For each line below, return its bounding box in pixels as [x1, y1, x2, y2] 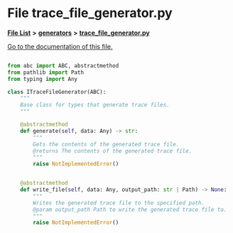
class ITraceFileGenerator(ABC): [7, 88, 107, 95]
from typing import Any [7, 75, 78, 82]
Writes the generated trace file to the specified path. [33, 199, 205, 207]
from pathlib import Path [7, 69, 84, 76]
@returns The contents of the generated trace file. [33, 147, 193, 154]
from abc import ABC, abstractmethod [7, 62, 119, 69]
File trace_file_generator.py [7, 5, 173, 21]
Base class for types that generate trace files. [20, 102, 170, 109]
